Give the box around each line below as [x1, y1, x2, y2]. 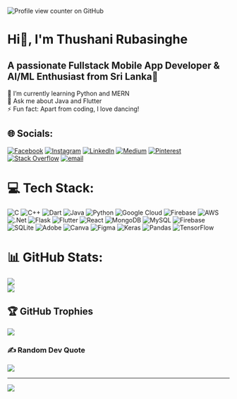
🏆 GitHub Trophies [7, 306, 94, 318]
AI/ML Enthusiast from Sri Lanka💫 [7, 71, 159, 83]
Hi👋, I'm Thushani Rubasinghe [7, 32, 188, 47]
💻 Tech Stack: [7, 180, 95, 196]
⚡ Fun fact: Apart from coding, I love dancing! [7, 105, 140, 113]
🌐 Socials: [7, 128, 54, 140]
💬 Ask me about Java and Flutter [7, 97, 102, 105]
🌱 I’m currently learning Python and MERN [7, 89, 130, 97]
